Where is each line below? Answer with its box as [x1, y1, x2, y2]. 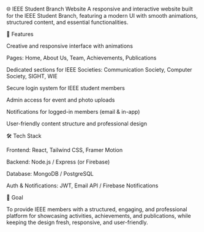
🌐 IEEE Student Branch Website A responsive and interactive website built [6, 6, 193, 12]
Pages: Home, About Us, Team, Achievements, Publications [6, 54, 157, 61]
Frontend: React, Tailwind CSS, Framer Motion [6, 146, 123, 154]
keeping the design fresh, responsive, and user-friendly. [6, 219, 148, 226]
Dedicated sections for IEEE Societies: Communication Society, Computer [6, 66, 192, 73]
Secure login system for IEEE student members [6, 84, 126, 91]
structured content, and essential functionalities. [6, 18, 129, 26]
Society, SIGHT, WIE [6, 73, 58, 80]
